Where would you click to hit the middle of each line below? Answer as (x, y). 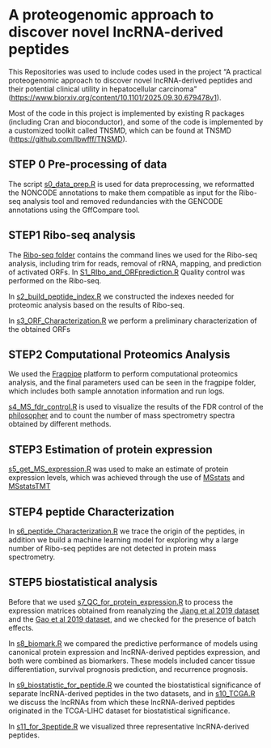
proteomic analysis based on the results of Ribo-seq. (96, 304)
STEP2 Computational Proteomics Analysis (119, 354)
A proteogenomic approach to (111, 15)
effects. (21, 627)
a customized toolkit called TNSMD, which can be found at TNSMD (120, 130)
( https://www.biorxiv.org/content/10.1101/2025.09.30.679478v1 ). (115, 97)
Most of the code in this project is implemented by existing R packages (127, 113)
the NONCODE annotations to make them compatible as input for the (123, 193)
